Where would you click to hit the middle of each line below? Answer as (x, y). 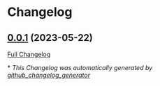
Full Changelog (29, 54)
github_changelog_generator (49, 75)
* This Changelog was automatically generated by (80, 68)
